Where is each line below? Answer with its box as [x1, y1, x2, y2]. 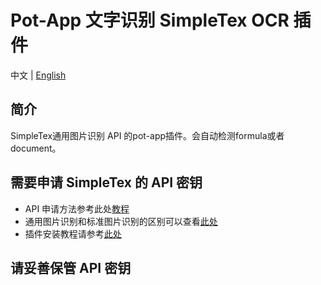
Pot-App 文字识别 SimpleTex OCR [10, 9, 290, 32]
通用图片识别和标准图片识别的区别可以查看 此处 [24, 215, 218, 227]
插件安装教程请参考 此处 [24, 227, 122, 240]
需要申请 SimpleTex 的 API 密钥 [10, 174, 203, 191]
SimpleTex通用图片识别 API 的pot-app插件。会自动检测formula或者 [10, 129, 285, 141]
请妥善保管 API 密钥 [10, 259, 132, 276]
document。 [10, 142, 62, 154]
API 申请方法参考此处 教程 [24, 202, 130, 215]
